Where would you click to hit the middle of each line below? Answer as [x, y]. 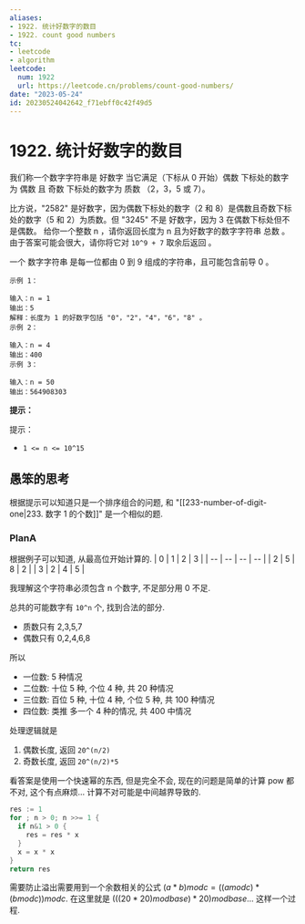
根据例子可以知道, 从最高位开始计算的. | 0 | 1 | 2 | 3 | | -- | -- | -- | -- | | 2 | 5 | [152, 559]
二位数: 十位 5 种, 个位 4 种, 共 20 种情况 [98, 689]
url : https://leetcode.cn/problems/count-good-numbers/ [126, 86]
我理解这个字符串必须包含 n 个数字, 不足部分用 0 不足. [110, 588]
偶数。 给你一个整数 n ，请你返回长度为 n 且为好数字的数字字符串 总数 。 [153, 231]
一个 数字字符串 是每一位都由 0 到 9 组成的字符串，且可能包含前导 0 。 [142, 262]
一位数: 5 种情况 [53, 677]
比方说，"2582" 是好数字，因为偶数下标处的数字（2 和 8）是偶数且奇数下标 [151, 208]
